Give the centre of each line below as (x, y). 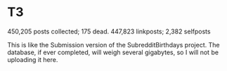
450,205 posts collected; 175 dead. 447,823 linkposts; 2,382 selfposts (109, 31)
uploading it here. (33, 59)
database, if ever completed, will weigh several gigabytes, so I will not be (113, 52)
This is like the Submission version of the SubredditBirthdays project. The (113, 45)
